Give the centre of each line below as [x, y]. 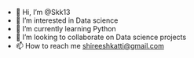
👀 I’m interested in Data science [67, 20]
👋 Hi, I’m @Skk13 [43, 12]
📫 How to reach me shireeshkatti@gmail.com [90, 46]
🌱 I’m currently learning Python [66, 29]
